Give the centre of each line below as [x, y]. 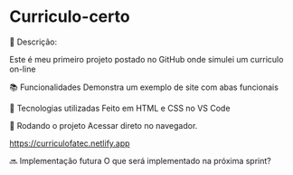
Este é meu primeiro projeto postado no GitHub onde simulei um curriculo [146, 59]
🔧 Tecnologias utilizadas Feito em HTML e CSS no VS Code [120, 108]
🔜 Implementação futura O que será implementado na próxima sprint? [140, 160]
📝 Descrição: [33, 42]
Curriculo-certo [70, 17]
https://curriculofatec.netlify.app [70, 143]
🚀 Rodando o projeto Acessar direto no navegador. [104, 125]
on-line [23, 69]
